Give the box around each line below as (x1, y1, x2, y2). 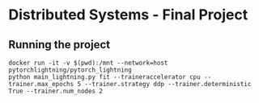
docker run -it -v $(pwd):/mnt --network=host (8, 59, 168, 67)
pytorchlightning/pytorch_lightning (8, 66, 132, 74)
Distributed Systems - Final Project (8, 6, 248, 24)
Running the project (8, 38, 111, 51)
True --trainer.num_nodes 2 (8, 87, 104, 95)
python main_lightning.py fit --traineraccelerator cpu (8, 73, 201, 81)
